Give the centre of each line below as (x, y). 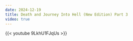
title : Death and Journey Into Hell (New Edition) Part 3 (66, 14)
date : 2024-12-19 (23, 10)
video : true (17, 19)
